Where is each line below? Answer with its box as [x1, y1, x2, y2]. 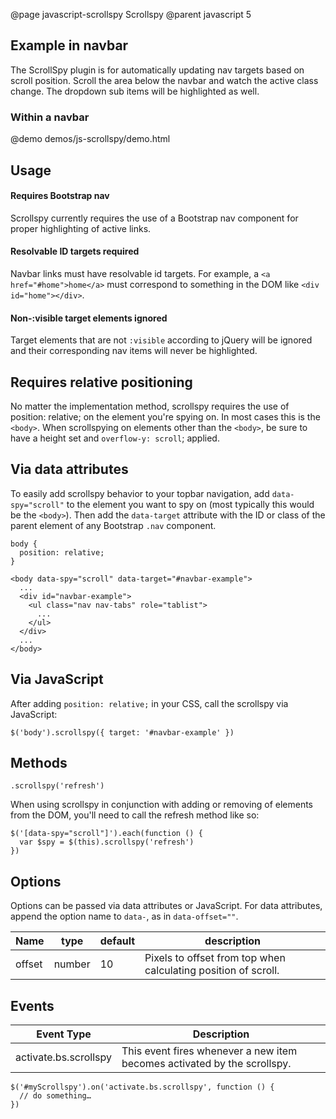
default [99, 934, 136, 948]
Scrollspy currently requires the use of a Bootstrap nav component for [10, 212, 299, 224]
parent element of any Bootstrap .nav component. [10, 519, 217, 531]
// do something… [19, 1090, 92, 1101]
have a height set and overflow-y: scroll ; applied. [10, 432, 220, 444]
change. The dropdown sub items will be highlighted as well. [10, 85, 260, 97]
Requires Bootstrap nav [10, 190, 110, 202]
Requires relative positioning [10, 374, 193, 391]
